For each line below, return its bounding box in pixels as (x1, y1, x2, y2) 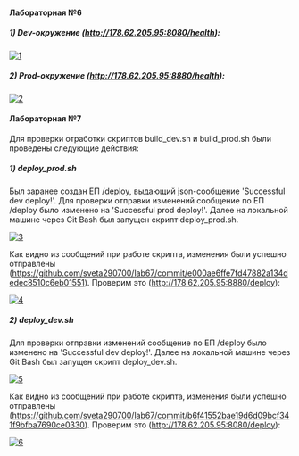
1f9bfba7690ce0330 (9, 419, 85, 430)
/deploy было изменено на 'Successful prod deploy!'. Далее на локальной (9, 204, 288, 215)
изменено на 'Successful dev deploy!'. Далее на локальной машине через (9, 346, 291, 357)
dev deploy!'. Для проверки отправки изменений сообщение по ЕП (9, 195, 265, 205)
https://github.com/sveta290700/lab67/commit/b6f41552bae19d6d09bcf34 (12, 410, 290, 420)
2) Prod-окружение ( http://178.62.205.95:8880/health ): (9, 70, 226, 81)
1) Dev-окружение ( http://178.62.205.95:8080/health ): (9, 28, 220, 38)
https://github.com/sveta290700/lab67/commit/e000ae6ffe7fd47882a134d (12, 268, 288, 278)
